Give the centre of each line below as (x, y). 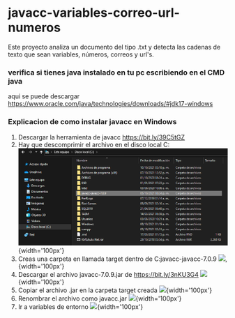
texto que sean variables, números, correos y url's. (81, 54)
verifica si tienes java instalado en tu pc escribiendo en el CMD (116, 73)
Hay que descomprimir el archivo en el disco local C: (94, 144)
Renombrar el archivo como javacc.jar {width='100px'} (100, 298)
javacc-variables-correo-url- (94, 13)
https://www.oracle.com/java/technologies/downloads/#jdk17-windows (111, 104)
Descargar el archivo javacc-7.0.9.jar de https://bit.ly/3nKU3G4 (108, 274)
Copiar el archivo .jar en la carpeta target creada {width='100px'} (115, 290)
